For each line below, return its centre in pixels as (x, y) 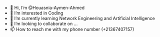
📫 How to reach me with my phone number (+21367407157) (72, 29)
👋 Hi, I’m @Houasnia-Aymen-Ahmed (47, 8)
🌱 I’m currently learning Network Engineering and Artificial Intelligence (82, 18)
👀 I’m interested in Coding (36, 13)
